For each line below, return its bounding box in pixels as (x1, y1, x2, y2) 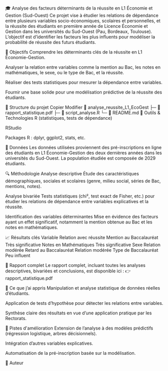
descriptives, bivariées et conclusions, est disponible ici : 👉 (5, 268, 131, 274)
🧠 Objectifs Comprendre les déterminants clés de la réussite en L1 (5, 49, 143, 55)
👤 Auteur (5, 360, 24, 366)
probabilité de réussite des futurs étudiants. (5, 39, 96, 45)
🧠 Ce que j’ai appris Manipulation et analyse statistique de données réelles (5, 285, 160, 291)
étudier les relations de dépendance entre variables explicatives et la (5, 199, 149, 204)
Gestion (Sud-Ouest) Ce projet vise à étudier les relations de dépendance (5, 13, 158, 18)
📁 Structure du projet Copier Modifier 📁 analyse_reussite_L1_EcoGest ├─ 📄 (5, 104, 161, 110)
